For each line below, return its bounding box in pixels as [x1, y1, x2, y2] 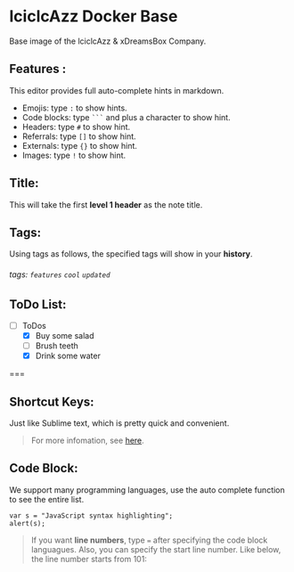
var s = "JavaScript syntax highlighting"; [9, 511, 174, 520]
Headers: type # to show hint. [21, 121, 131, 132]
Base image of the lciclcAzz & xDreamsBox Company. [9, 36, 207, 46]
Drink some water [35, 350, 101, 362]
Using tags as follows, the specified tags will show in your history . [9, 249, 253, 259]
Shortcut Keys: [9, 394, 95, 409]
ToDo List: [9, 297, 67, 312]
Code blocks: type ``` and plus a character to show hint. [21, 111, 231, 122]
